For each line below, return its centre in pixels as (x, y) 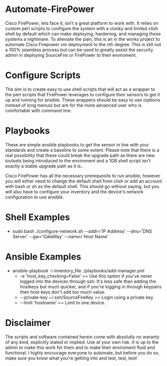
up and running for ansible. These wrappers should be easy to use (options (83, 100)
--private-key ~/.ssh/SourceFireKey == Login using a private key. (87, 297)
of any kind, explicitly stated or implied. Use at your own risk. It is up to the (82, 342)
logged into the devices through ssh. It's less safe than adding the (88, 281)
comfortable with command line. (38, 110)
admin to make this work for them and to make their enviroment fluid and (80, 347)
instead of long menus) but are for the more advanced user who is (73, 105)
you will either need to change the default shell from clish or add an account (84, 181)
